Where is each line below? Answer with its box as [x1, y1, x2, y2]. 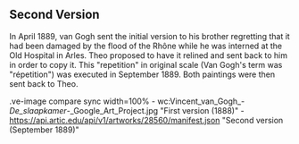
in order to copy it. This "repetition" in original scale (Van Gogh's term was [9, 59, 283, 70]
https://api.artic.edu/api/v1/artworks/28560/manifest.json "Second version [9, 114, 284, 125]
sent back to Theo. [9, 78, 79, 89]
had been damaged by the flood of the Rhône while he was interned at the [9, 40, 283, 51]
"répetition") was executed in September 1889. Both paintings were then [9, 69, 275, 80]
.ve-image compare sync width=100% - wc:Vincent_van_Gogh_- [9, 96, 245, 106]
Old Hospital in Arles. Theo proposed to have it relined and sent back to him [9, 49, 288, 61]
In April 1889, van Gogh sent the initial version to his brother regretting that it [9, 30, 290, 41]
